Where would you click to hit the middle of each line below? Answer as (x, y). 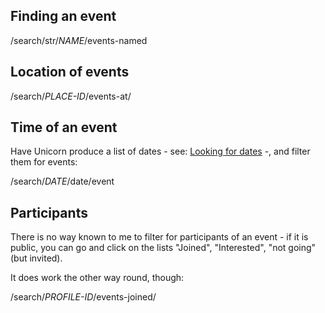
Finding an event (63, 16)
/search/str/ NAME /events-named (79, 40)
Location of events (70, 72)
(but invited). (36, 258)
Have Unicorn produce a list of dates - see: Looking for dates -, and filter (160, 151)
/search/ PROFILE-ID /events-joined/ (83, 297)
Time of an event (64, 127)
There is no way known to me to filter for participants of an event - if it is (159, 237)
